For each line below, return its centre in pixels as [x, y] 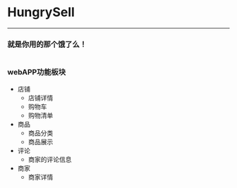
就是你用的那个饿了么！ [47, 44]
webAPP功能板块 [37, 73]
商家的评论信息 [50, 159]
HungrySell [41, 12]
